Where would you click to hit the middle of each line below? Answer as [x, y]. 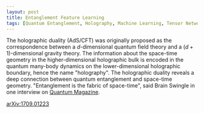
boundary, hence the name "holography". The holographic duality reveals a [100, 73]
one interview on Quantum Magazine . [53, 92]
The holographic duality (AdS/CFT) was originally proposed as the [89, 41]
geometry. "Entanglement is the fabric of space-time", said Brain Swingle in [101, 86]
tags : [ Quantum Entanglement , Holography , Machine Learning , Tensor [95, 23]
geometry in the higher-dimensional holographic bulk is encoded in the [95, 60]
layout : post [23, 12]
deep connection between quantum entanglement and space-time [89, 79]
